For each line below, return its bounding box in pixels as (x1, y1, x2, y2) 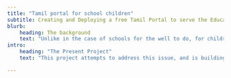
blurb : (7, 23, 26, 29)
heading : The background (19, 29, 91, 36)
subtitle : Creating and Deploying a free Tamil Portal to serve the (7, 16, 208, 23)
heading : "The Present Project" (19, 49, 112, 55)
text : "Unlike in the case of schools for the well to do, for (19, 36, 205, 42)
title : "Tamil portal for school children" (7, 10, 134, 17)
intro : (7, 42, 26, 49)
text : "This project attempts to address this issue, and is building (19, 55, 226, 62)
